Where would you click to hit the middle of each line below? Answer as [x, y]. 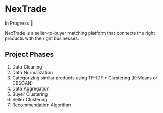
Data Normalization [32, 72]
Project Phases [29, 54]
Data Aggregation [31, 88]
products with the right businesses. [42, 38]
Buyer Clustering [30, 94]
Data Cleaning [27, 66]
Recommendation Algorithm [42, 105]
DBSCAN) [22, 83]
